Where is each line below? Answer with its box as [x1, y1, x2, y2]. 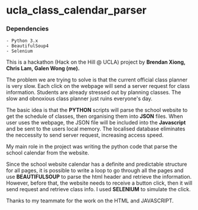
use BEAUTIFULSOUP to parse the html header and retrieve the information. [6, 173, 192, 181]
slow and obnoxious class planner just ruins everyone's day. [6, 95, 152, 102]
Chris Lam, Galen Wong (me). [6, 65, 80, 72]
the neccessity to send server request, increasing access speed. [6, 132, 164, 139]
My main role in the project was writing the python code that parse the [6, 143, 177, 150]
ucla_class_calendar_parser [6, 4, 147, 17]
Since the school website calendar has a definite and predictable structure [6, 160, 187, 168]
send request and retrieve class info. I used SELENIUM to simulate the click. [6, 186, 191, 193]
